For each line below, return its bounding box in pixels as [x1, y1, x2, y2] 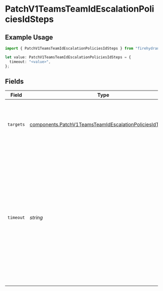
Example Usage [5, 33, 53, 41]
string [30, 214, 43, 221]
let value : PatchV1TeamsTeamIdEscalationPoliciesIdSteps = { [5, 55, 131, 59]
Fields [5, 77, 24, 86]
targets [7, 122, 25, 127]
